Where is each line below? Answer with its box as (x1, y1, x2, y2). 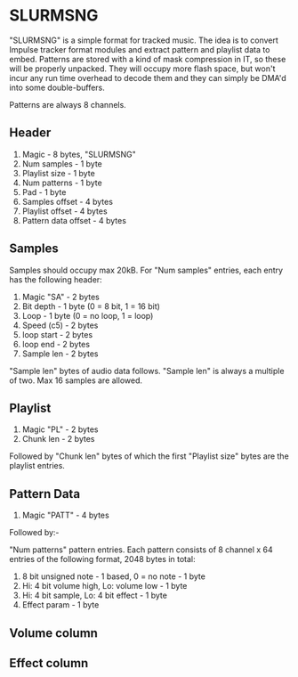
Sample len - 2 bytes (21, 348, 99, 359)
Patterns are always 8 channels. (9, 99, 126, 110)
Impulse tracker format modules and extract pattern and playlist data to (9, 44, 270, 54)
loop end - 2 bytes (21, 338, 91, 349)
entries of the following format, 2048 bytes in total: (9, 554, 196, 565)
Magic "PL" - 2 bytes (21, 424, 100, 435)
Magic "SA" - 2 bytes (21, 291, 100, 302)
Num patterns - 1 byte (21, 177, 102, 188)
